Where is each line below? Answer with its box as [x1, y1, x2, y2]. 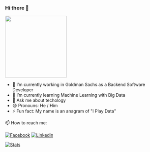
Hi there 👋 [5, 4, 30, 11]
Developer [12, 87, 33, 93]
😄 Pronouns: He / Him [12, 103, 58, 109]
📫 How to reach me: [5, 120, 47, 126]
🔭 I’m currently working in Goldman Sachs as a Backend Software [12, 81, 146, 88]
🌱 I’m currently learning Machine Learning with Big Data [12, 92, 125, 98]
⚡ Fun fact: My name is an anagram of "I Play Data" [12, 108, 117, 114]
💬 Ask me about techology [12, 97, 66, 103]
